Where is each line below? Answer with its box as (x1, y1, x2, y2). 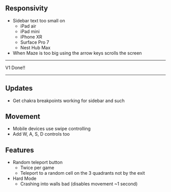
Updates (5, 84, 33, 93)
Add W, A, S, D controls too (12, 131, 70, 137)
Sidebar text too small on (12, 17, 65, 23)
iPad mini (20, 28, 40, 35)
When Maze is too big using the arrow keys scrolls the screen (12, 50, 142, 56)
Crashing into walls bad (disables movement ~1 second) (20, 181, 138, 187)
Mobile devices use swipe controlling (12, 125, 91, 132)
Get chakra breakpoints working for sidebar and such (12, 98, 125, 104)
